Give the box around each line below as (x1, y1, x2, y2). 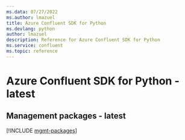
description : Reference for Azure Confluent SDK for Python (6, 37, 161, 43)
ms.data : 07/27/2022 (6, 8, 58, 15)
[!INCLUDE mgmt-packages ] (6, 127, 77, 134)
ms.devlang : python (6, 25, 55, 32)
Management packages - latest (6, 111, 127, 121)
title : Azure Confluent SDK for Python (6, 20, 107, 26)
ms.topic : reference (6, 48, 58, 54)
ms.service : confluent (6, 43, 63, 49)
